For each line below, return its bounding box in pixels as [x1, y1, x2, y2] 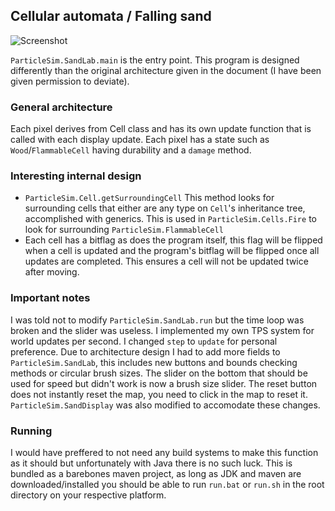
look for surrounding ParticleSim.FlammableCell [24, 224, 224, 236]
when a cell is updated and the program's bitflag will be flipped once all [24, 245, 320, 257]
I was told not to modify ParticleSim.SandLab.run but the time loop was [10, 314, 305, 326]
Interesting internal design [10, 169, 142, 183]
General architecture [10, 100, 113, 114]
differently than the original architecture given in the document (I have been [10, 64, 322, 76]
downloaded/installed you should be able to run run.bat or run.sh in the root [10, 479, 325, 490]
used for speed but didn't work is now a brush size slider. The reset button [10, 377, 318, 389]
